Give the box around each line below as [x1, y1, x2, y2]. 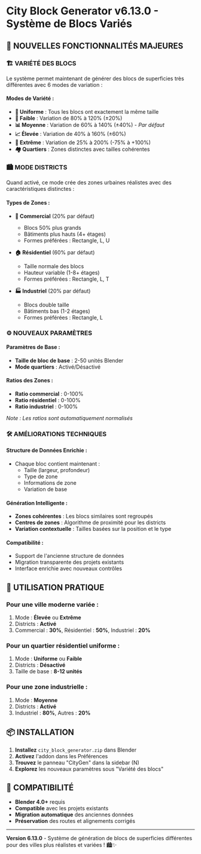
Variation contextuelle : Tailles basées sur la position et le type [14, 525, 172, 533]
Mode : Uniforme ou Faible [14, 655, 83, 662]
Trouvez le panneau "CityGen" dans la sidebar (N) [14, 759, 139, 766]
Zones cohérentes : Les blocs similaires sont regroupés [14, 513, 154, 520]
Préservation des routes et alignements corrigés [14, 817, 136, 825]
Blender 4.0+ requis [14, 798, 66, 806]
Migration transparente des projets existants [14, 558, 124, 566]
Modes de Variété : [6, 95, 54, 102]
